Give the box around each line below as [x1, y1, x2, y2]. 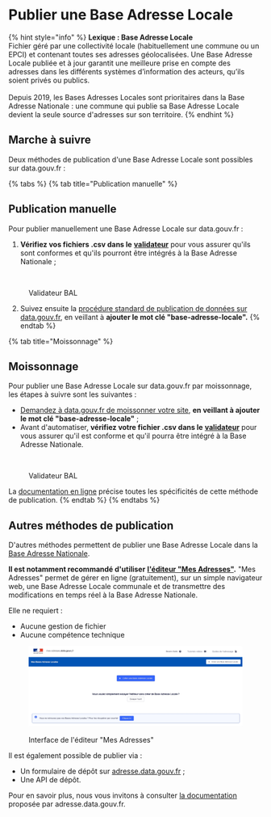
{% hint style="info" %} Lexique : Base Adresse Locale [8, 32, 194, 42]
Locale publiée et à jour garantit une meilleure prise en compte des [8, 58, 231, 68]
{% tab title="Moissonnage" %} [8, 336, 114, 346]
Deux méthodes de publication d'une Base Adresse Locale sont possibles [8, 154, 253, 164]
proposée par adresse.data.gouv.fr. [8, 799, 127, 809]
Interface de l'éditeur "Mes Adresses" [28, 735, 155, 745]
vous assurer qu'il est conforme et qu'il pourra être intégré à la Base [19, 431, 247, 441]
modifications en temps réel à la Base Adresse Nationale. [8, 590, 198, 600]
